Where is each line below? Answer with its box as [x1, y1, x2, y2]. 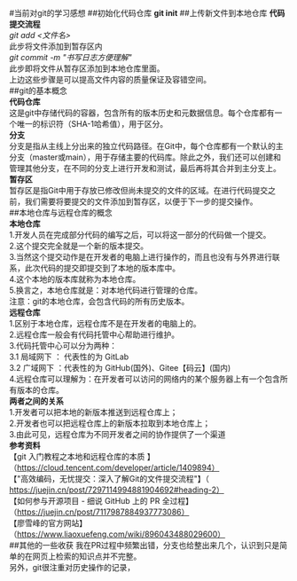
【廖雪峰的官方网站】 [9, 518, 87, 528]
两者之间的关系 [9, 396, 64, 406]
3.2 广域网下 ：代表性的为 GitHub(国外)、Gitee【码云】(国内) [9, 363, 231, 373]
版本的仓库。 [16, 385, 64, 395]
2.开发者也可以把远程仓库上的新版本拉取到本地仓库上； [9, 418, 211, 428]
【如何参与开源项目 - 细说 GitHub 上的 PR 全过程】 [9, 496, 193, 506]
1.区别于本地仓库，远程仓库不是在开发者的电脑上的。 [9, 318, 201, 328]
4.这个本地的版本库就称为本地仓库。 [9, 274, 141, 284]
